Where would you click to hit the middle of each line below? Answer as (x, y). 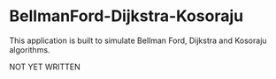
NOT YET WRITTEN (45, 67)
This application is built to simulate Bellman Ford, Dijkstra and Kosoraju (138, 40)
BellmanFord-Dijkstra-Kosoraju (126, 16)
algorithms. (30, 49)
